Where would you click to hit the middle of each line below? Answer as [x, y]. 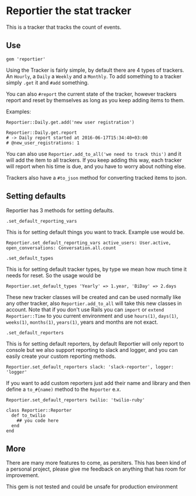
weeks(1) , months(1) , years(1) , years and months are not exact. [82, 322]
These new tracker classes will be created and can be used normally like [94, 297]
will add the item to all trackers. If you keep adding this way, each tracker [94, 160]
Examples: [18, 111]
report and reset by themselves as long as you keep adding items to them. [95, 100]
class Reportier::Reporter [39, 410]
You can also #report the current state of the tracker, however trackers [91, 94]
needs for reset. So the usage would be [54, 275]
